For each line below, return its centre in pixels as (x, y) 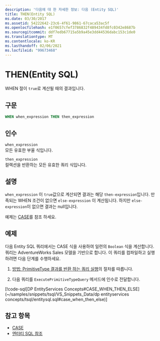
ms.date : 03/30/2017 (26, 19)
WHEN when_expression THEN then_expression (50, 117)
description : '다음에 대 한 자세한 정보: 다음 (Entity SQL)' (62, 9)
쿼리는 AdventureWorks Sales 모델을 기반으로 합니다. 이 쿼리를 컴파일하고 (76, 252)
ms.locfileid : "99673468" (31, 50)
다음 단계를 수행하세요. (39, 258)
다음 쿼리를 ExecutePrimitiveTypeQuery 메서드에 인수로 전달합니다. (76, 279)
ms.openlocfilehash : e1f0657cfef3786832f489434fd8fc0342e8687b (70, 28)
